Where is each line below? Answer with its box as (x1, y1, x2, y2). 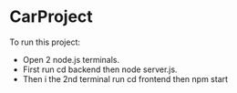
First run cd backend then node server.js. (22, 64, 178, 75)
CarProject (9, 6, 93, 27)
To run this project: (9, 36, 80, 47)
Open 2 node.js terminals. (22, 54, 120, 65)
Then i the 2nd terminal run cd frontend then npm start (22, 73, 229, 84)
